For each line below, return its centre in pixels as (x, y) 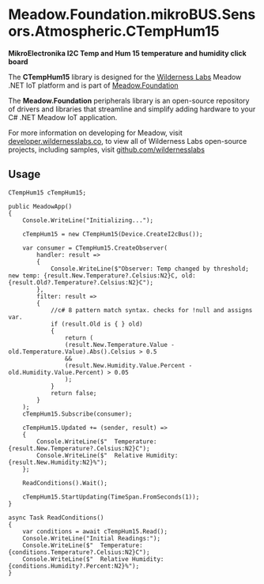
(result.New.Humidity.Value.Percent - (128, 365)
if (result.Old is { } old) (97, 324)
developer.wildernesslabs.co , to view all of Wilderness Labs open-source (128, 141)
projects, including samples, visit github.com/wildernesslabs (107, 149)
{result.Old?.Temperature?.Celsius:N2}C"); (81, 282)
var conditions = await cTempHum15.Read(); (95, 531)
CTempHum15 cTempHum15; (47, 192)
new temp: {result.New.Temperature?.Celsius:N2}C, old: (102, 275)
